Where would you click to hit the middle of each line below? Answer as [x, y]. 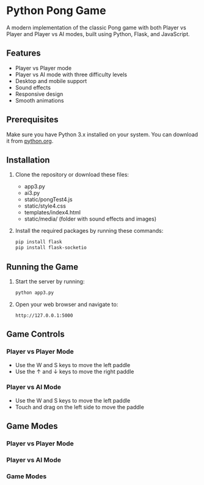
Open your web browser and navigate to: [67, 304]
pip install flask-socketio [51, 248]
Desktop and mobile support [51, 81]
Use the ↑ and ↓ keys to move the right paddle [75, 371]
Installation [28, 160]
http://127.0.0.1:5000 [44, 315]
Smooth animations [39, 100]
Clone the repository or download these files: [72, 175]
